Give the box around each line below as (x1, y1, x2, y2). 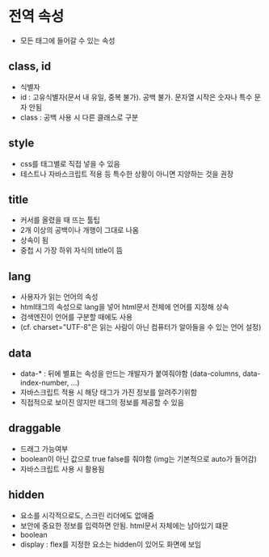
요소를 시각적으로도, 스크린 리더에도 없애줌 (19, 510, 155, 520)
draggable (8, 421, 61, 435)
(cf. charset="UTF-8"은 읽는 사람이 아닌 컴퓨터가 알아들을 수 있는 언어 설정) (19, 323, 262, 332)
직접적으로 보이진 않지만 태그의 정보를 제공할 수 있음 (19, 398, 184, 407)
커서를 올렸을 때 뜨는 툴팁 (19, 215, 101, 225)
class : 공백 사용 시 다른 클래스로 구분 (19, 112, 139, 122)
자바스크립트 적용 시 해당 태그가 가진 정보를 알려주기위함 (19, 387, 198, 397)
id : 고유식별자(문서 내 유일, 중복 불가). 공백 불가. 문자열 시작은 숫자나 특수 (19, 92, 253, 102)
